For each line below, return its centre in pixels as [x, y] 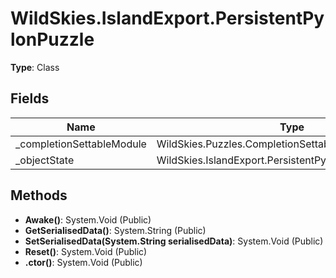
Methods [39, 195]
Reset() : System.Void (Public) [86, 251]
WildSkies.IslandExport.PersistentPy [167, 18]
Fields [30, 98]
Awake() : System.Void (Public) [88, 219]
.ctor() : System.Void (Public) [83, 262]
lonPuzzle [52, 39]
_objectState [45, 160]
